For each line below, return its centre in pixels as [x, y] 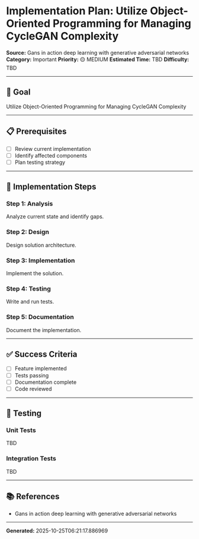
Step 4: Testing [29, 288]
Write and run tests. [30, 302]
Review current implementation [53, 149]
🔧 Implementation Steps [51, 187]
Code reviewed [33, 389]
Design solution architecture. [41, 245]
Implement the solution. [35, 273]
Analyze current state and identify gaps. [55, 217]
